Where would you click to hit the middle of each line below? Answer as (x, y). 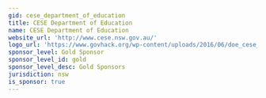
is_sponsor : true (37, 81)
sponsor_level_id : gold (47, 60)
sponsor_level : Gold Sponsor (56, 52)
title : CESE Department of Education (70, 23)
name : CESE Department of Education (68, 30)
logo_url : (25, 45)
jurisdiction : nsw (38, 74)
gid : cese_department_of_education (67, 15)
